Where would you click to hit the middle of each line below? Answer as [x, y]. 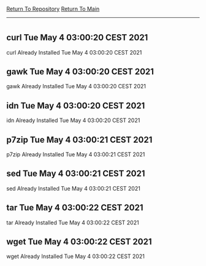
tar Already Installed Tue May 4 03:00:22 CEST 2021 [73, 222]
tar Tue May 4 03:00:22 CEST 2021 [75, 208]
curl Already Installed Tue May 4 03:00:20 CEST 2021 [74, 52]
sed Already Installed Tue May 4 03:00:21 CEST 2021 [74, 188]
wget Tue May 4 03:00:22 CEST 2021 [79, 242]
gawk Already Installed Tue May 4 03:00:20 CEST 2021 [76, 86]
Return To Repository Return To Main [53, 9]
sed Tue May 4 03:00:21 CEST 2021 [76, 174]
